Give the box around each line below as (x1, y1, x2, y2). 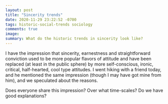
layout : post (5, 7, 33, 13)
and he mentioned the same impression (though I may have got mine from (5, 72, 161, 78)
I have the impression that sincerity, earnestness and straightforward (5, 50, 151, 56)
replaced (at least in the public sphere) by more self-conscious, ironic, (5, 61, 154, 67)
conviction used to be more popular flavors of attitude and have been (5, 55, 152, 61)
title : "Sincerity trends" (5, 12, 63, 17)
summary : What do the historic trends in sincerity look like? (5, 36, 143, 41)
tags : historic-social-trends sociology (5, 22, 93, 27)
